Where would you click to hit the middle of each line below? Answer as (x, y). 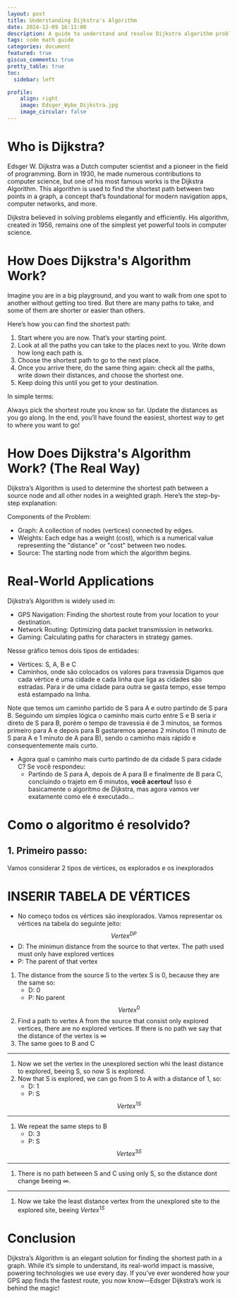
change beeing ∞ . (44, 1181)
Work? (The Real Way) (74, 468)
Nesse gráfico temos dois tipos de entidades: (73, 650)
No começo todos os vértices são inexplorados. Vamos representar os (120, 916)
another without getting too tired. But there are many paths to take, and (110, 303)
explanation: (39, 503)
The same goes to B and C (56, 1043)
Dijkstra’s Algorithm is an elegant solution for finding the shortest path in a (115, 1258)
